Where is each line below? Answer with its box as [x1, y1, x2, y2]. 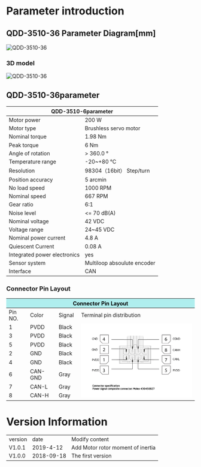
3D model [6, 59, 35, 67]
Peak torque [8, 141, 39, 148]
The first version [71, 452, 112, 460]
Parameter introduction [6, 4, 124, 18]
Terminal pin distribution [81, 312, 141, 319]
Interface [8, 268, 32, 275]
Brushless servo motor [84, 125, 141, 132]
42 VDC [84, 217, 105, 224]
